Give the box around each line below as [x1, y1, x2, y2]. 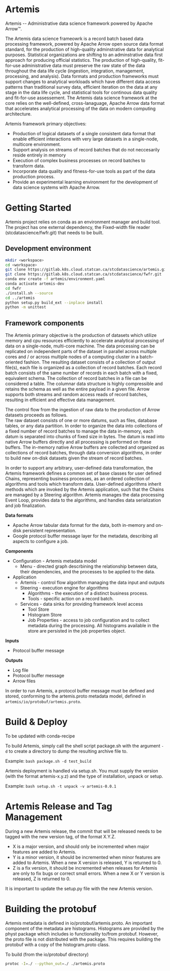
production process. [12, 173, 55, 179]
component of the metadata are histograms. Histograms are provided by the [5, 925, 164, 931]
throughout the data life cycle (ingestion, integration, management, [5, 67, 145, 74]
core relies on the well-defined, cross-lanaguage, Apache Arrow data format [5, 100, 165, 106]
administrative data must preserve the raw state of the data [22, 62, 145, 68]
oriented [5, 359, 23, 365]
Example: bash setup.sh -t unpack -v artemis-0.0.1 [5, 783, 116, 789]
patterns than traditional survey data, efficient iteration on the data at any [5, 84, 158, 90]
